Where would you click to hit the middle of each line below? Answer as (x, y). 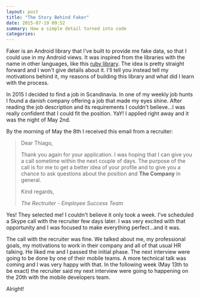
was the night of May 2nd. (38, 120)
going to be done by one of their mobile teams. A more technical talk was (96, 259)
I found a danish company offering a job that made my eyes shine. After (94, 101)
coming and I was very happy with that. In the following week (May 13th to (97, 264)
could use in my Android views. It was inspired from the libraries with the (96, 57)
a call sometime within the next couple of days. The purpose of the (103, 161)
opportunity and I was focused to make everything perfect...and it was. (93, 227)
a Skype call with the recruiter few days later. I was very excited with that (96, 221)
